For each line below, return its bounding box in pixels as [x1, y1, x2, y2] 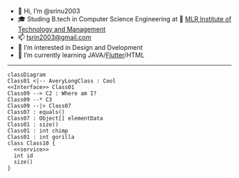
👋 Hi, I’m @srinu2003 [17, 7, 80, 15]
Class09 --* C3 [7, 96, 53, 103]
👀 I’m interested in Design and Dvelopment [17, 43, 143, 51]
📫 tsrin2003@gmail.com [17, 33, 92, 41]
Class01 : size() [7, 121, 59, 128]
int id [14, 152, 33, 159]
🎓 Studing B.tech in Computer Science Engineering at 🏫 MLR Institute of [17, 15, 232, 23]
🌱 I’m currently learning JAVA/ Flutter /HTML [17, 51, 144, 59]
